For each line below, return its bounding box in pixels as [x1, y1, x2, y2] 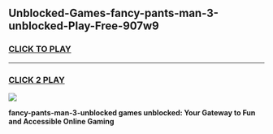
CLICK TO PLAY [8, 44, 71, 55]
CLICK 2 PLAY [8, 74, 65, 85]
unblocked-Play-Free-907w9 [8, 19, 160, 33]
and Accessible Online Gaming [8, 116, 115, 126]
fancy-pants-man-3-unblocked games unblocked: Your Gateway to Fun [8, 107, 256, 117]
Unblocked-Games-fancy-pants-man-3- [8, 6, 219, 20]
